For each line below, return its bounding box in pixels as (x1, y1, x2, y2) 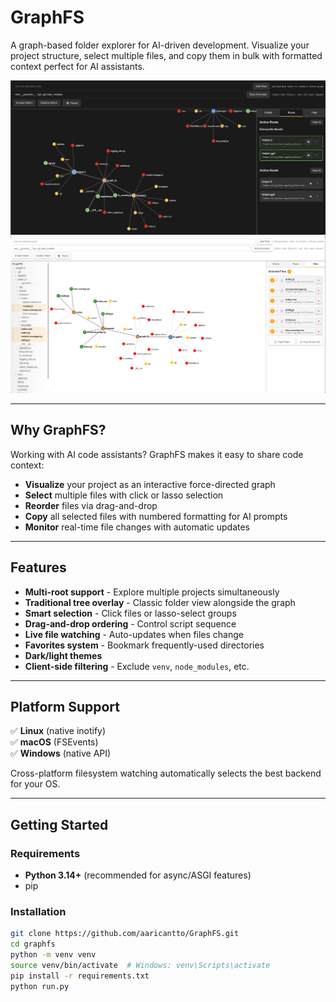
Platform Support (10, 699, 120, 716)
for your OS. (10, 778, 61, 790)
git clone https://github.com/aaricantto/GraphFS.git (10, 929, 240, 939)
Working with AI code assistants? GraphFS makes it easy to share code (10, 448, 304, 460)
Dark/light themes (24, 649, 103, 661)
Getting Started (10, 816, 109, 833)
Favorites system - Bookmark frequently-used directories (24, 639, 265, 651)
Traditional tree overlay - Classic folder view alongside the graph (24, 596, 296, 608)
